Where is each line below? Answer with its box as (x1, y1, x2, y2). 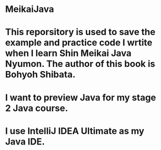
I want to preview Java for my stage (5, 91, 156, 103)
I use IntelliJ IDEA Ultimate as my (5, 125, 144, 136)
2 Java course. (5, 102, 69, 113)
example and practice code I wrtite (5, 37, 153, 48)
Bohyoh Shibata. (5, 69, 76, 80)
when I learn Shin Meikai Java (5, 47, 132, 59)
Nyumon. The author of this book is (5, 58, 155, 69)
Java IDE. (5, 136, 45, 147)
